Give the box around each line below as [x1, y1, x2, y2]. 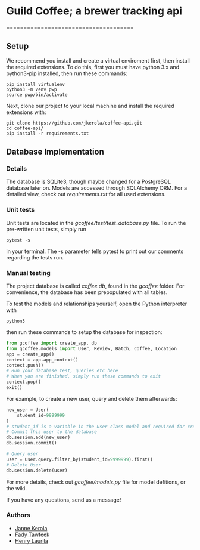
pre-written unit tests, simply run [6, 225, 86, 233]
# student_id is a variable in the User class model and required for [6, 424, 185, 430]
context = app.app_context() [6, 357, 79, 363]
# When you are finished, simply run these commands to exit [6, 373, 161, 379]
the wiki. [6, 484, 27, 492]
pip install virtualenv [6, 81, 65, 87]
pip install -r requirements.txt [6, 130, 89, 137]
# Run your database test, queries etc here [6, 368, 118, 374]
